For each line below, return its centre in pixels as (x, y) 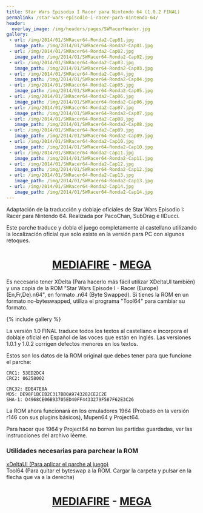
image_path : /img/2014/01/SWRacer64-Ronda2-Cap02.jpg (84, 57)
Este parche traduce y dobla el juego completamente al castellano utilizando (101, 227)
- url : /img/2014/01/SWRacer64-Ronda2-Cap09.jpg (72, 130)
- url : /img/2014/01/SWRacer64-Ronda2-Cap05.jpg (72, 85)
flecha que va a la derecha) (40, 477)
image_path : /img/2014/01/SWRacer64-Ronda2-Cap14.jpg (84, 192)
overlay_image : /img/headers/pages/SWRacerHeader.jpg (81, 29)
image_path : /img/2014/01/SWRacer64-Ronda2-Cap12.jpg (84, 170)
